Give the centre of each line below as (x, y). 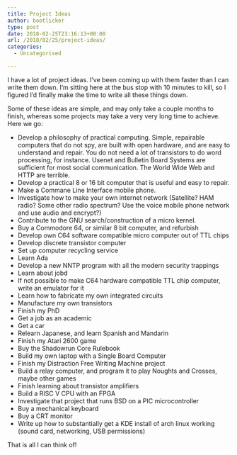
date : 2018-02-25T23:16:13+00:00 (57, 34)
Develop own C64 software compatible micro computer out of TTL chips (123, 235)
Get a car (31, 325)
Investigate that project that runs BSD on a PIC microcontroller (108, 400)
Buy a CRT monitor (45, 416)
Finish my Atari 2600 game (57, 340)
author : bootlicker (36, 21)
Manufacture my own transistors (65, 303)
